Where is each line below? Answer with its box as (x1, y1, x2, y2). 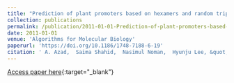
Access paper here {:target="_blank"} (7, 67, 114, 76)
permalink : (7, 23, 39, 30)
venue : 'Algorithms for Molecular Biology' (7, 36, 136, 43)
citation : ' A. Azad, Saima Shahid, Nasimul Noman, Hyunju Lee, (7, 49, 208, 56)
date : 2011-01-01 (7, 29, 58, 37)
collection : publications (7, 17, 82, 24)
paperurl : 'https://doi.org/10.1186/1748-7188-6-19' (7, 42, 164, 49)
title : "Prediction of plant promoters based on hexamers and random (7, 10, 214, 17)
